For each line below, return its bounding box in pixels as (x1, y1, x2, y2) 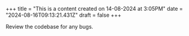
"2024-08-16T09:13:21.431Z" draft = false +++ (5, 11, 122, 19)
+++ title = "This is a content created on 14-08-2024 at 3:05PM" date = (5, 5, 183, 12)
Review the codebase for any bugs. (5, 23, 94, 30)
